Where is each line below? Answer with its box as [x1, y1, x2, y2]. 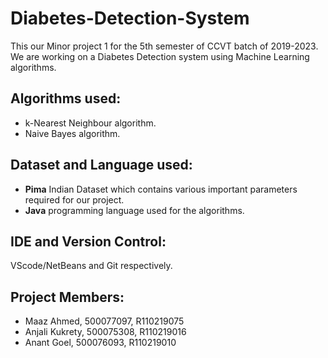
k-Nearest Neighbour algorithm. [24, 117, 157, 129]
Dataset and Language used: [10, 157, 193, 174]
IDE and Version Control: [10, 233, 167, 250]
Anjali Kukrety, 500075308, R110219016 [24, 326, 187, 338]
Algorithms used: [10, 90, 122, 107]
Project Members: [10, 288, 125, 306]
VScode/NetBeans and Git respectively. [10, 260, 173, 272]
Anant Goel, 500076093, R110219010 [24, 337, 177, 349]
